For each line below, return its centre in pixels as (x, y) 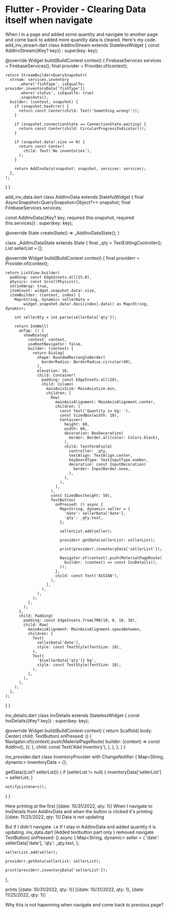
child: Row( (36, 625)
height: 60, (77, 424)
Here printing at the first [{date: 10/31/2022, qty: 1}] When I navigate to (79, 806)
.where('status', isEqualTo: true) (56, 93)
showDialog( (36, 335)
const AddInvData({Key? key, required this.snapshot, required (70, 217)
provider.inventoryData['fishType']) (45, 88)
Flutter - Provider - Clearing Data (76, 9)
